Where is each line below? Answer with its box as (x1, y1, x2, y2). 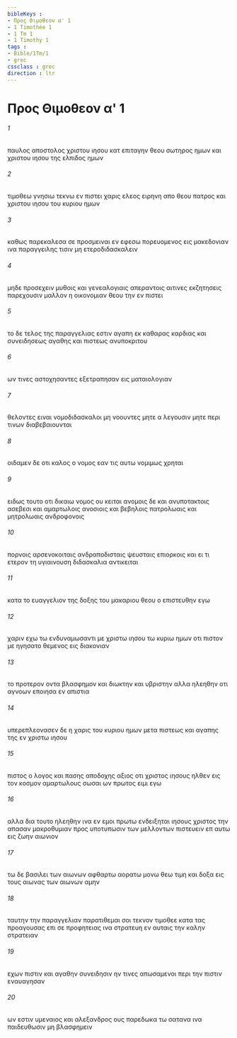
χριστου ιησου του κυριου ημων (7, 199, 100, 208)
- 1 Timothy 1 (7, 37, 50, 44)
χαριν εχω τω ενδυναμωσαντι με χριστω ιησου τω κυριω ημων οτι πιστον (7, 634, 224, 642)
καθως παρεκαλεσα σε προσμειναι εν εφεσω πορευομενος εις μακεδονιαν (7, 238, 229, 246)
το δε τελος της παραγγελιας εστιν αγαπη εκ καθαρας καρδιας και (7, 329, 207, 337)
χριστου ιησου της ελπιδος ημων (7, 153, 104, 162)
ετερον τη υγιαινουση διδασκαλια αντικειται (7, 557, 139, 566)
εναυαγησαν (7, 976, 45, 986)
